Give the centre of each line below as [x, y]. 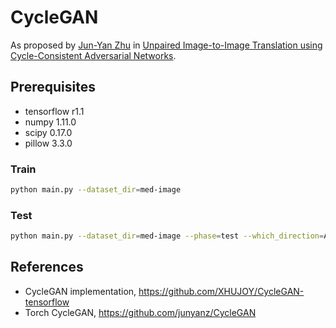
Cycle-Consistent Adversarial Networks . [93, 55]
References [47, 267]
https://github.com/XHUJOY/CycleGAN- [221, 291]
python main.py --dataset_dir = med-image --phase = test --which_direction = [167, 236]
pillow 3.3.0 [48, 143]
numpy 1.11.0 [50, 122]
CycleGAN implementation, [80, 291]
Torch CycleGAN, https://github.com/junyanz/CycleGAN [140, 312]
